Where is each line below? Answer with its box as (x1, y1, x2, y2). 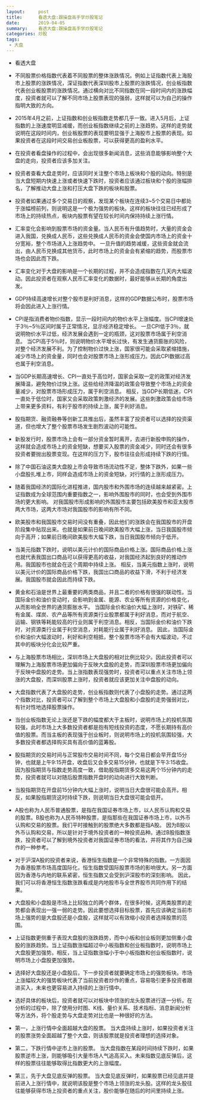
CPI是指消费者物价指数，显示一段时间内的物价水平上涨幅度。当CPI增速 (14, 315, 189, 322)
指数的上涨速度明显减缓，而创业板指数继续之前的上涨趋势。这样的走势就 (14, 122, 192, 129)
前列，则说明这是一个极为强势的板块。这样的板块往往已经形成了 (35, 204, 192, 212)
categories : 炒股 (6, 31, 48, 37)
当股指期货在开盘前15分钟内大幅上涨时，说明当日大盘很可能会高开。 (14, 786, 182, 793)
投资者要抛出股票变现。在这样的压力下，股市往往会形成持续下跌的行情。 (14, 450, 192, 457)
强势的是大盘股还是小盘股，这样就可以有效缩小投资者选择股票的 (25, 914, 182, 921)
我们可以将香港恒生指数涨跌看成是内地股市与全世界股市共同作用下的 (14, 878, 182, 886)
